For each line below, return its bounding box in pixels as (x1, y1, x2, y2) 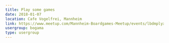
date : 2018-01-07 (5, 12, 42, 17)
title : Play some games (5, 7, 55, 12)
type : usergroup (5, 30, 39, 35)
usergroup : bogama (5, 26, 44, 31)
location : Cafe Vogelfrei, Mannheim (5, 16, 82, 21)
